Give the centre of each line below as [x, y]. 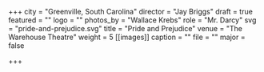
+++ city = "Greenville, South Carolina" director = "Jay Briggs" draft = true [131, 12]
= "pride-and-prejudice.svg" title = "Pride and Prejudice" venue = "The [125, 28]
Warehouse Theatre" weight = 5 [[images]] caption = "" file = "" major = [127, 37]
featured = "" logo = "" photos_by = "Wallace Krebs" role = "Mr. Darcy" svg [132, 20]
